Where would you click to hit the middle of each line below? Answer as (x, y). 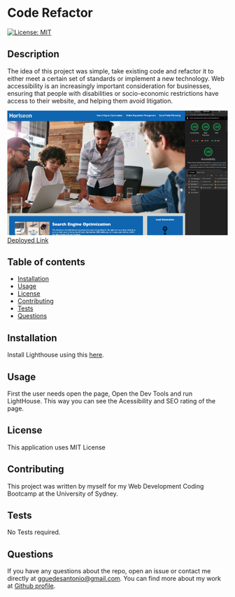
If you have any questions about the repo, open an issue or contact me (109, 571)
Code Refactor (50, 13)
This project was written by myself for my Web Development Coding (106, 486)
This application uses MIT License (57, 447)
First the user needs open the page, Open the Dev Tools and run (100, 394)
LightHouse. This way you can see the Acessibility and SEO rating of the (111, 401)
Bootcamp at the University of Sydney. (63, 494)
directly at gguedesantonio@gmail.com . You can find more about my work (114, 579)
